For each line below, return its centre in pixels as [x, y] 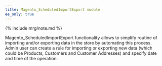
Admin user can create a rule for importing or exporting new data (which [79, 48]
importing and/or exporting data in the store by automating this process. [79, 43]
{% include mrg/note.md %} [34, 28]
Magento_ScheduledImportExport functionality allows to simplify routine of [81, 38]
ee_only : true [20, 14]
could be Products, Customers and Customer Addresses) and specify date [81, 53]
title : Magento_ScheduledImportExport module [53, 10]
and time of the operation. [32, 58]
